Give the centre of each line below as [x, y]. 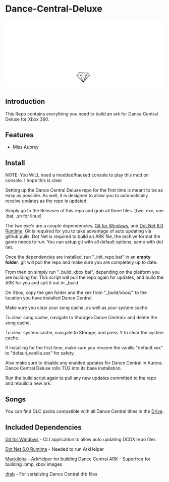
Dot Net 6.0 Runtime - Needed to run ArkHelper [55, 449]
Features [19, 135]
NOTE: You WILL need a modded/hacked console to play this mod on [77, 175]
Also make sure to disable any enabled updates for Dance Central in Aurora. [84, 363]
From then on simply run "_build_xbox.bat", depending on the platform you [82, 272]
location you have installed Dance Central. [49, 298]
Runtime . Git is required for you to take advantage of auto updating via [78, 231]
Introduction [25, 102]
